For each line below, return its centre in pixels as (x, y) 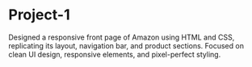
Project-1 (39, 15)
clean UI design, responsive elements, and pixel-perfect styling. (115, 54)
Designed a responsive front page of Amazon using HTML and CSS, (122, 37)
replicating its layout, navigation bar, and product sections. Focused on (126, 45)
